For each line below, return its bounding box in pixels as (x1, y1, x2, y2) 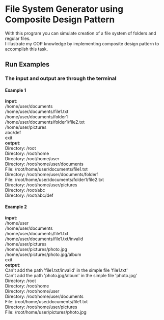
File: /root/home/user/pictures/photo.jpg (5, 309, 87, 315)
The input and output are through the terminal (5, 75, 117, 82)
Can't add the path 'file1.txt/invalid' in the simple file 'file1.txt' (5, 267, 128, 273)
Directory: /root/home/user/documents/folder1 (5, 172, 99, 178)
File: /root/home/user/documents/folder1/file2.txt (5, 177, 104, 183)
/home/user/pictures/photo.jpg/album (5, 251, 82, 257)
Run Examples (5, 60, 50, 69)
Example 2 (5, 204, 27, 210)
